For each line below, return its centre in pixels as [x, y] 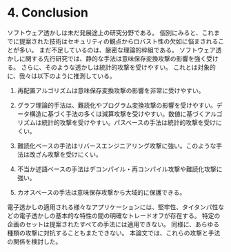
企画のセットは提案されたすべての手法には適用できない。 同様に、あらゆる [113, 224]
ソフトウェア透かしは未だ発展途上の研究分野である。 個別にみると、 [104, 32]
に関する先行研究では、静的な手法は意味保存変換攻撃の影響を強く [113, 58]
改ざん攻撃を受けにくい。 [66, 154]
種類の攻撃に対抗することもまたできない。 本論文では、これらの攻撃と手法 [114, 233]
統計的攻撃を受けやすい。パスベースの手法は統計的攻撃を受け [129, 122]
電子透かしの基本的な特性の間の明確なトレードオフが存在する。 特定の [120, 215]
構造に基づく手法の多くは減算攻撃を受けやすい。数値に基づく [117, 114]
